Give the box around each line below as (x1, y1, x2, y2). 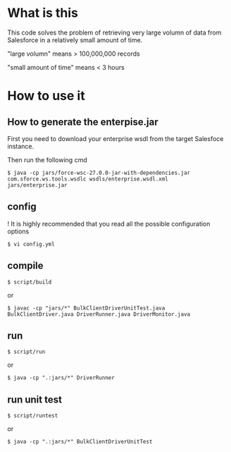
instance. (7, 142, 35, 150)
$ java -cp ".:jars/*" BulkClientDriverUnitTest (7, 439, 153, 446)
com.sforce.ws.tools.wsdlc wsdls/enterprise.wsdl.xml (7, 175, 169, 183)
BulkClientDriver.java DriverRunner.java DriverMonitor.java (7, 310, 191, 318)
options (7, 227, 30, 236)
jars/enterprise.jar (7, 181, 68, 188)
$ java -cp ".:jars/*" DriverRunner (7, 374, 115, 381)
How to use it (7, 88, 86, 104)
